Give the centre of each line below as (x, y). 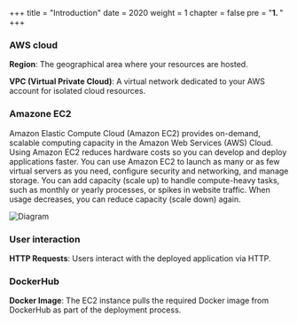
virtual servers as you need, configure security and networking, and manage (149, 171)
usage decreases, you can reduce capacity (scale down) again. (125, 199)
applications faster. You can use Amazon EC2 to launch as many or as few (145, 161)
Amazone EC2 (40, 114)
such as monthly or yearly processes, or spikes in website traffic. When (140, 189)
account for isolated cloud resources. (78, 91)
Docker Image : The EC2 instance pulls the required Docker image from (139, 301)
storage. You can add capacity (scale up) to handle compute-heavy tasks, (145, 180)
